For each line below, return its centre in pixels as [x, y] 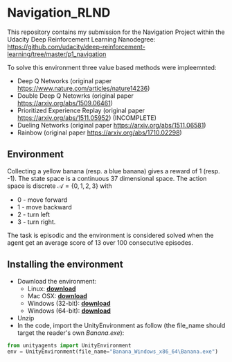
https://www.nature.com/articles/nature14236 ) [83, 88]
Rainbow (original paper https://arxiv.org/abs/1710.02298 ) [99, 132]
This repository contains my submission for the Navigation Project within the [116, 32]
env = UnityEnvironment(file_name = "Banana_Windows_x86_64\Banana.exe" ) [113, 352]
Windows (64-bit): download [69, 311]
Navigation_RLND [59, 13]
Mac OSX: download [57, 295]
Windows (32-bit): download [69, 303]
